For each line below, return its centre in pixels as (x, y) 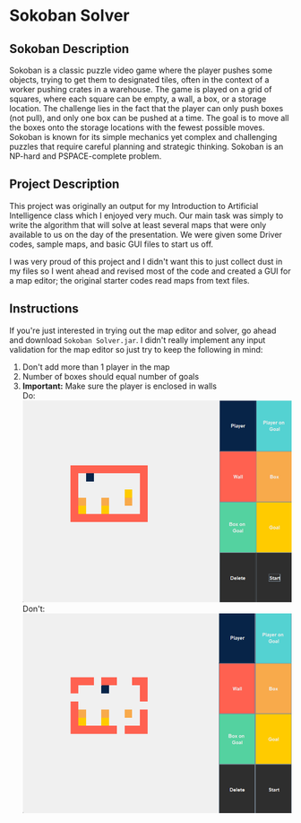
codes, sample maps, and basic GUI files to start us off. (111, 244)
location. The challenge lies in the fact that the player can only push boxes (146, 108)
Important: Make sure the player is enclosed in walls (120, 386)
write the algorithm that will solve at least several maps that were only (138, 224)
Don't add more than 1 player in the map (96, 367)
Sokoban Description (69, 49)
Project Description (64, 184)
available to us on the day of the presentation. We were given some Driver (146, 234)
